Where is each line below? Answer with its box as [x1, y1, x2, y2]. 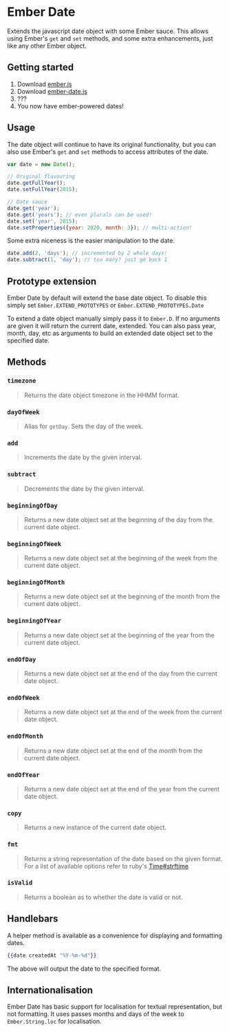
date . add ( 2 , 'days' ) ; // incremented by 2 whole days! [7, 250, 168, 257]
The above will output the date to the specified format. [7, 964, 162, 973]
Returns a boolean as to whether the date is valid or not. [23, 893, 184, 901]
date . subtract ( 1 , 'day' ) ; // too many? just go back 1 [7, 256, 168, 263]
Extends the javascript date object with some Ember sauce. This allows [7, 27, 208, 35]
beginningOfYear [7, 617, 62, 625]
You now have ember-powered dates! [17, 101, 124, 110]
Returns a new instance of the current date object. [23, 823, 167, 831]
